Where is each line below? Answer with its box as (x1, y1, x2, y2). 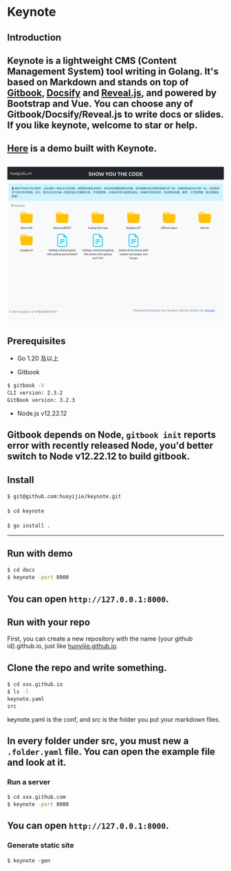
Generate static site (7, 841, 74, 850)
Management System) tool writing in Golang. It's (7, 65, 219, 77)
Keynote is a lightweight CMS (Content (7, 54, 177, 66)
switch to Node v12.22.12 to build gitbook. (7, 451, 190, 462)
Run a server (7, 777, 51, 786)
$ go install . (7, 522, 51, 529)
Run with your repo (7, 616, 91, 628)
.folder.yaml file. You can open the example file (7, 746, 215, 757)
